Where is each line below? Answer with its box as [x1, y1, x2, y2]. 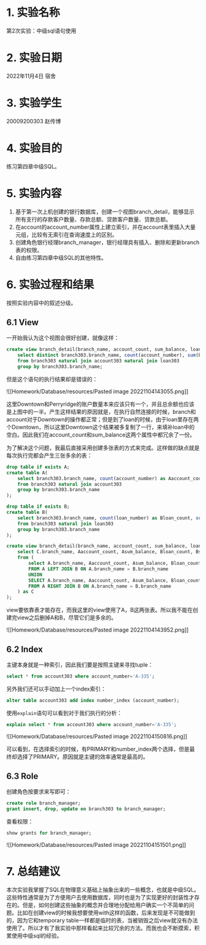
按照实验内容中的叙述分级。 [6, 299, 77, 307]
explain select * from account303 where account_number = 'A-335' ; [6, 721, 177, 727]
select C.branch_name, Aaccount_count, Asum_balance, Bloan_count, [17, 549, 193, 555]
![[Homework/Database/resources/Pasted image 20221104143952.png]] [6, 626, 189, 633]
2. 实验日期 [6, 51, 63, 65]
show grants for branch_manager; [6, 830, 92, 836]
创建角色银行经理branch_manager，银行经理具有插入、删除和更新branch [15, 239, 200, 246]
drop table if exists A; [6, 464, 70, 470]
